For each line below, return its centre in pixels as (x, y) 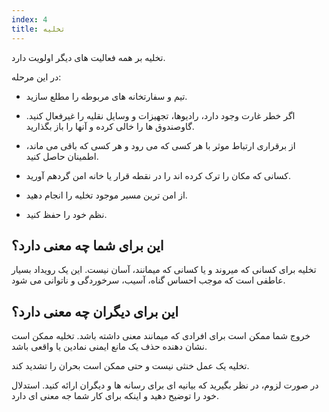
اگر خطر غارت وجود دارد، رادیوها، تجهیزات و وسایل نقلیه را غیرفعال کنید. (160, 115)
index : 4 (29, 19)
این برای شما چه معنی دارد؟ (87, 245)
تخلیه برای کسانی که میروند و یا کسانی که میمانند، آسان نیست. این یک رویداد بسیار (164, 270)
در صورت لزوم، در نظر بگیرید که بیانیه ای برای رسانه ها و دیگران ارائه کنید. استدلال (165, 385)
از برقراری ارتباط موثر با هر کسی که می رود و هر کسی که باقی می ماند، (160, 145)
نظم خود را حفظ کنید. (66, 214)
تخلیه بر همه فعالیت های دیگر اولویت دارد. (88, 57)
